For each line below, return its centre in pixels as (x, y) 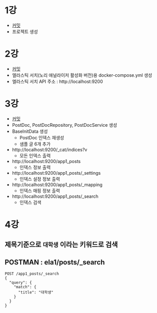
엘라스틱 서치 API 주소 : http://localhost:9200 (57, 81)
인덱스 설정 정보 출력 (40, 179)
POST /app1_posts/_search (32, 274)
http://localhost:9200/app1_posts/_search (55, 196)
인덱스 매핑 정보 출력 (40, 190)
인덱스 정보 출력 (35, 167)
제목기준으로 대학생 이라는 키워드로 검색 (61, 245)
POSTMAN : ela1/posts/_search (55, 262)
